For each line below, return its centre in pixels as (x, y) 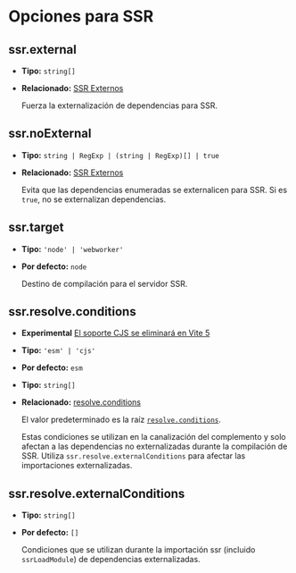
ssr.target (36, 228)
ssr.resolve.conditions (72, 312)
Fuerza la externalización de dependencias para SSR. (119, 105)
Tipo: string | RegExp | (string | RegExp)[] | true (120, 155)
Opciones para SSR (81, 17)
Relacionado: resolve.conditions (81, 402)
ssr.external (43, 50)
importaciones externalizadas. (77, 466)
